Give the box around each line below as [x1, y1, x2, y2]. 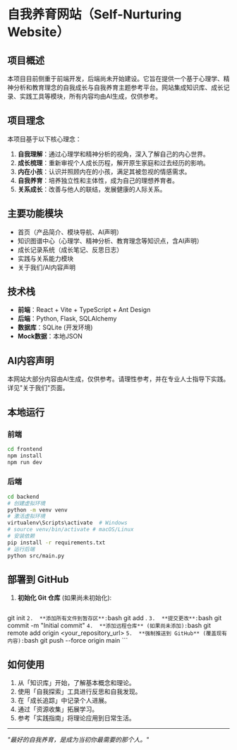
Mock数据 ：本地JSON [17, 332, 83, 341]
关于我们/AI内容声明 [17, 262, 76, 272]
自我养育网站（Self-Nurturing [7, 6, 182, 23]
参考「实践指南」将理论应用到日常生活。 [17, 714, 135, 722]
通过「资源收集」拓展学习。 [17, 705, 99, 713]
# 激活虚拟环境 [7, 513, 46, 520]
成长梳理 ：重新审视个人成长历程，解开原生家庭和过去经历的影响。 [17, 158, 209, 167]
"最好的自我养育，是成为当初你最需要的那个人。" [7, 735, 150, 744]
